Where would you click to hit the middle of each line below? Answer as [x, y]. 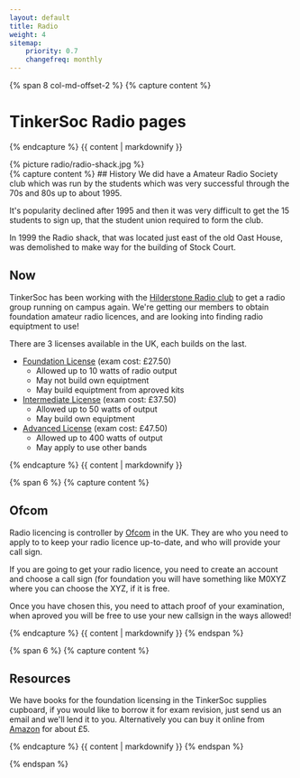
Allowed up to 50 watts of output [96, 409]
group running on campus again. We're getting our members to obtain [139, 307]
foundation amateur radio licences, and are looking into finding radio [136, 316]
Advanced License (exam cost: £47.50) [95, 428]
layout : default [40, 18]
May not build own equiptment [92, 380]
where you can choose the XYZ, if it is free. [90, 588]
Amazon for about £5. [50, 729]
